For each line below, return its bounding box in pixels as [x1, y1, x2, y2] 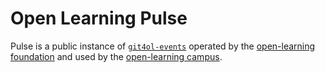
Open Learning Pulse [10, 7, 188, 30]
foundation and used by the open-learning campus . [10, 50, 223, 62]
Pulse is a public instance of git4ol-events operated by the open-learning [10, 40, 316, 52]
